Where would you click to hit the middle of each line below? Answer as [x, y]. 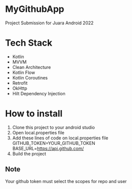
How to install [34, 114]
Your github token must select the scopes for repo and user [66, 181]
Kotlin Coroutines [30, 77]
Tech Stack [29, 43]
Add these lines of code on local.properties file [60, 138]
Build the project [29, 154]
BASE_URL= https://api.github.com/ [48, 148]
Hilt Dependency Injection [39, 93]
